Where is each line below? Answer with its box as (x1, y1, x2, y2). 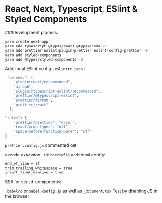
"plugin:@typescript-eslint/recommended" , (14, 89, 101, 94)
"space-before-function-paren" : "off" (14, 129, 92, 134)
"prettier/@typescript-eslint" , (14, 93, 79, 98)
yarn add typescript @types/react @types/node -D (5, 44, 107, 48)
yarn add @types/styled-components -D (5, 57, 83, 62)
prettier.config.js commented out (5, 142, 77, 148)
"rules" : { (5, 115, 27, 121)
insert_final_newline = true (5, 170, 64, 175)
